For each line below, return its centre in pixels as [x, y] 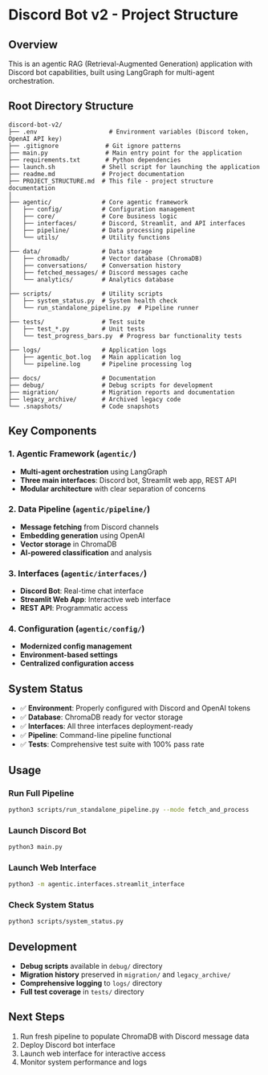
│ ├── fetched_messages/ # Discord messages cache [98, 272]
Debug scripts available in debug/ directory [91, 966]
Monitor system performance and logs [83, 1062]
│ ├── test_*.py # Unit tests [77, 329]
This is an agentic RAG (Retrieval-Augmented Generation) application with [130, 64]
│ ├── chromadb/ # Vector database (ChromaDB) [106, 258]
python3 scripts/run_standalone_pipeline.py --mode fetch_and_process [129, 809]
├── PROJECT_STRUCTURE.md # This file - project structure [111, 181]
